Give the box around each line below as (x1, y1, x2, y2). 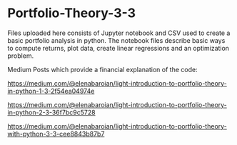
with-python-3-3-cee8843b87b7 (7, 129, 105, 138)
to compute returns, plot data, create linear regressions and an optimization (7, 44, 230, 52)
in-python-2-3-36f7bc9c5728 (7, 108, 96, 116)
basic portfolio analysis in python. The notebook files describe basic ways (7, 36, 226, 44)
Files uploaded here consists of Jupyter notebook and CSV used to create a (7, 29, 231, 37)
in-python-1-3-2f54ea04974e (7, 86, 95, 95)
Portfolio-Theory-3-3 (7, 5, 136, 21)
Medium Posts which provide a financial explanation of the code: (7, 65, 198, 74)
